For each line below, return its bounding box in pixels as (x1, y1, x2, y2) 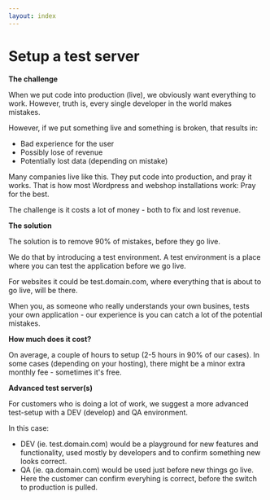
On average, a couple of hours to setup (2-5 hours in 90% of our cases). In (8, 349, 260, 359)
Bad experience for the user (20, 138, 115, 148)
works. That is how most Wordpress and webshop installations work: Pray (8, 180, 256, 190)
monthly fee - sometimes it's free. (8, 367, 122, 377)
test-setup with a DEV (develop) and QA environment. (8, 407, 189, 417)
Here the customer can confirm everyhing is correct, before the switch (20, 473, 258, 483)
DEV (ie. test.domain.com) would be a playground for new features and (20, 439, 259, 449)
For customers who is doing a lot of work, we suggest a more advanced (8, 398, 250, 408)
